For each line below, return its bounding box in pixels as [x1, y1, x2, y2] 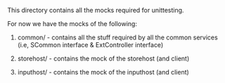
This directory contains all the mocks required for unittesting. [7, 6, 184, 14]
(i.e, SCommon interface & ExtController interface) [17, 41, 164, 49]
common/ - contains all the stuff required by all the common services [17, 33, 218, 41]
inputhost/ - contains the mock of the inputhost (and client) [17, 68, 190, 76]
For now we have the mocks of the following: [7, 20, 137, 27]
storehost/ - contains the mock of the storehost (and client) [17, 54, 190, 63]
